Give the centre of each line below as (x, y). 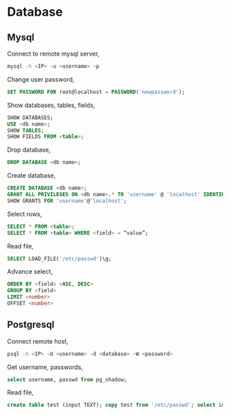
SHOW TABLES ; (26, 130)
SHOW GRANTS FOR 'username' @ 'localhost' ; (67, 201)
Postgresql (31, 325)
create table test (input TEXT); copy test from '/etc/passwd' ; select (111, 405)
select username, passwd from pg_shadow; (67, 379)
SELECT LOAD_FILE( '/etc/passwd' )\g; (59, 259)
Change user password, (41, 79)
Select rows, (25, 214)
